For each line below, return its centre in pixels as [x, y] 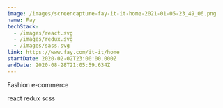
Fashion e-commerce [38, 84]
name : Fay [22, 20]
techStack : [23, 26]
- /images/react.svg [43, 33]
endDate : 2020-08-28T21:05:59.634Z [59, 65]
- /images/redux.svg [43, 39]
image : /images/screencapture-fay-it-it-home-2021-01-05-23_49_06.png [112, 13]
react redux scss [31, 98]
